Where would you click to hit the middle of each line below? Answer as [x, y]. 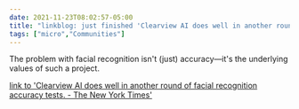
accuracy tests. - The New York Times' [81, 95]
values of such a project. [55, 68]
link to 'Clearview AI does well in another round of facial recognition [133, 86]
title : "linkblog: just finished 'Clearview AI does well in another [141, 26]
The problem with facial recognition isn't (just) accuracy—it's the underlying [149, 59]
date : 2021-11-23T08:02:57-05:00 [71, 17]
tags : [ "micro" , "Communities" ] [67, 34]
